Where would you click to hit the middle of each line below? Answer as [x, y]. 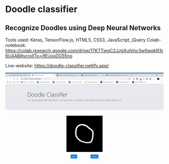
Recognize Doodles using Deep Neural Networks [83, 28]
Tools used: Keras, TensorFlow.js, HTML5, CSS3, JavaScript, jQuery [75, 40]
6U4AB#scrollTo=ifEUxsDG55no [39, 56]
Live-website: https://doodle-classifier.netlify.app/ [57, 66]
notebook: [16, 45]
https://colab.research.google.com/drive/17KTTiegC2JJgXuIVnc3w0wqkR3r [84, 51]
